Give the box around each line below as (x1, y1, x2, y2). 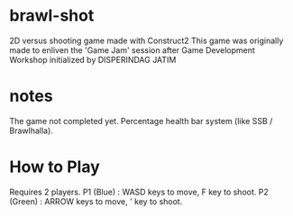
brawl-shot (9, 5, 95, 26)
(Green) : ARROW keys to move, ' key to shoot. (9, 195, 183, 207)
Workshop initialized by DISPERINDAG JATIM (9, 54, 177, 65)
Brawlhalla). (9, 125, 54, 136)
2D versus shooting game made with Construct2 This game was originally (9, 35, 284, 46)
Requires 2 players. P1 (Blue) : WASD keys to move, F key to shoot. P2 (9, 186, 269, 197)
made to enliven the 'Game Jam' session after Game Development (9, 44, 255, 55)
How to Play (9, 157, 101, 177)
